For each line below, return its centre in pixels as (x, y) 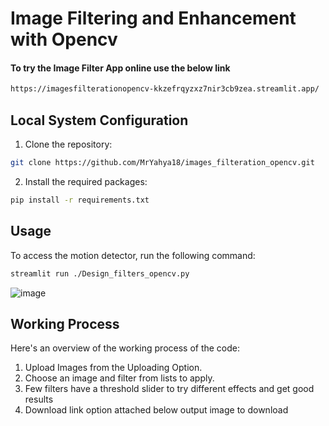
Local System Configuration (99, 120)
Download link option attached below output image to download (156, 410)
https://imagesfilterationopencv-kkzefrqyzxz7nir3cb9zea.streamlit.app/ (165, 89)
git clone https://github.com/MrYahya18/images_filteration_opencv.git (162, 163)
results (39, 399)
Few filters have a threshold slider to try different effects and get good (169, 389)
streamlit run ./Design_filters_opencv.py (100, 273)
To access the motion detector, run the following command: (133, 255)
